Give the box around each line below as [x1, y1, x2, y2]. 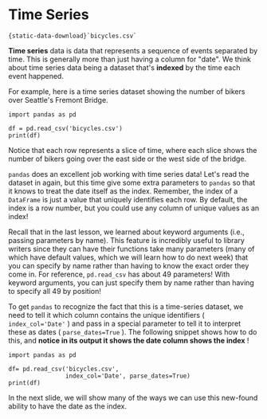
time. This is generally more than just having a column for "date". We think [8, 54, 251, 64]
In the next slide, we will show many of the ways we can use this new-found [8, 393, 258, 402]
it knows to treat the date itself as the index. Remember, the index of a [8, 186, 238, 196]
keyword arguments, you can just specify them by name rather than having [8, 277, 255, 288]
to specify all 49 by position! [8, 286, 102, 296]
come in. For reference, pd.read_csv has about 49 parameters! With [8, 269, 230, 279]
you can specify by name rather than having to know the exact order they [8, 260, 249, 270]
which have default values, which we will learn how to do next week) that [8, 253, 249, 262]
